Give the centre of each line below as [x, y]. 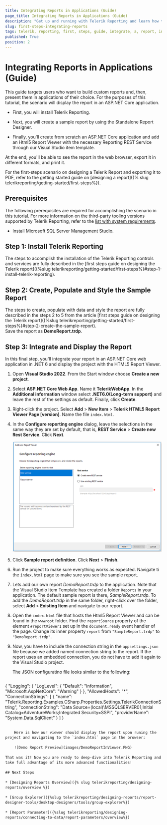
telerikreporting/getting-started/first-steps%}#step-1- [107, 269]
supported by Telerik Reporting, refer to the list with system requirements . [81, 221]
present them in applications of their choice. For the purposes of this [75, 97]
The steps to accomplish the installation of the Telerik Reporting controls [80, 258]
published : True [22, 37]
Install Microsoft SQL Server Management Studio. [63, 231]
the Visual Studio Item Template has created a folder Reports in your [82, 590]
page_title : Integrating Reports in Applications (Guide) [66, 16]
